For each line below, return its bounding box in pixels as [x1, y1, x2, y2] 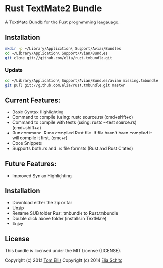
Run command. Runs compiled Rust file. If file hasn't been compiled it [12, 130, 152, 136]
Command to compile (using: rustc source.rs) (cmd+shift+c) [12, 114, 133, 120]
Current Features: [5, 96, 61, 104]
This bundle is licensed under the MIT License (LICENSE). [5, 247, 121, 253]
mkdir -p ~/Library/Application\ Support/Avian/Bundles [5, 46, 121, 51]
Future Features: [5, 159, 57, 168]
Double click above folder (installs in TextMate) [12, 215, 107, 221]
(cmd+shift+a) [12, 125, 41, 131]
